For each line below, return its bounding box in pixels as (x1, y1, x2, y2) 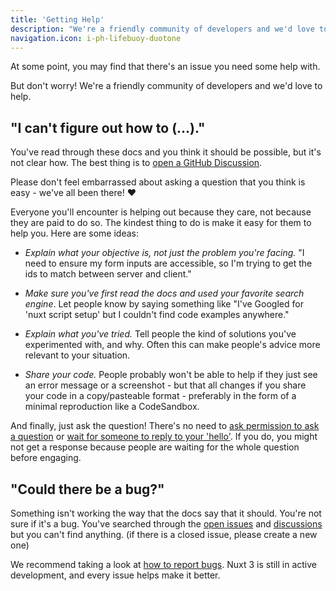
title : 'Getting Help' (10, 14, 105, 25)
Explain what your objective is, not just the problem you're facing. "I (24, 247, 305, 259)
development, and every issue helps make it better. (10, 569, 221, 581)
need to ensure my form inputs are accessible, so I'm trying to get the (24, 257, 313, 270)
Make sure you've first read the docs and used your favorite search (24, 287, 305, 300)
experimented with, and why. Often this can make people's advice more (24, 339, 321, 351)
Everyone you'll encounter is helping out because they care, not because (10, 206, 312, 218)
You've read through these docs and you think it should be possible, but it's (10, 146, 322, 158)
